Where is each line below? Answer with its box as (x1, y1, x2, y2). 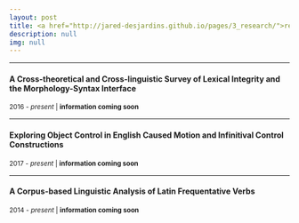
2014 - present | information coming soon (9, 205, 140, 214)
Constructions (9, 139, 64, 150)
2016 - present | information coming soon (9, 103, 140, 112)
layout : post (9, 12, 58, 22)
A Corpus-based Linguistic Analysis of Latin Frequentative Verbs (9, 186, 255, 196)
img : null (9, 37, 46, 47)
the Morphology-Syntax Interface (9, 83, 136, 93)
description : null (9, 29, 77, 38)
